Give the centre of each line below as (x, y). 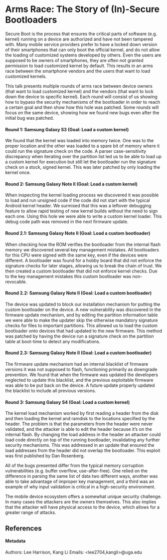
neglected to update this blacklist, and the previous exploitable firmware (79, 380)
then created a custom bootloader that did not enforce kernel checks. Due (82, 271)
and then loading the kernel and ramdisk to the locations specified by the (80, 419)
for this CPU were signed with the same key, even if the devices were (77, 255)
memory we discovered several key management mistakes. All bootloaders (82, 249)
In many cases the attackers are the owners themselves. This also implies (81, 502)
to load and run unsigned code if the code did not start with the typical (78, 200)
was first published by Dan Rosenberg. (45, 456)
